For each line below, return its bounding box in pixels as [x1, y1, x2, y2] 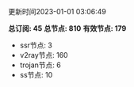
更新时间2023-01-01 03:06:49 [8, 7, 107, 16]
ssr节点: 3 [19, 40, 53, 50]
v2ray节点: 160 [19, 51, 69, 59]
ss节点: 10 [19, 70, 53, 79]
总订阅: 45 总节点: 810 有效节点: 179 [8, 24, 127, 33]
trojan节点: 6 [19, 60, 61, 70]
